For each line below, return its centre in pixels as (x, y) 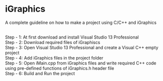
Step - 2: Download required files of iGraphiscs (53, 42)
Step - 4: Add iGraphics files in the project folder (54, 58)
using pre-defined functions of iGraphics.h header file (60, 68)
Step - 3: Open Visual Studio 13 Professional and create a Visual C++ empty (82, 47)
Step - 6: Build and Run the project (40, 73)
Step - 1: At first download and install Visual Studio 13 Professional (72, 37)
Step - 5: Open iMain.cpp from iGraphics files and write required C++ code (81, 63)
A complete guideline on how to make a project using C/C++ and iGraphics (81, 22)
